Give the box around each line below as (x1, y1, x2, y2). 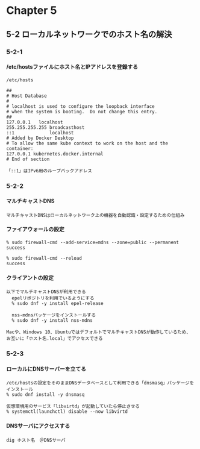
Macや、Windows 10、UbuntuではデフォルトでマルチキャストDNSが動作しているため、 (6, 329, 191, 335)
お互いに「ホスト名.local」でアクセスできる (6, 336, 104, 342)
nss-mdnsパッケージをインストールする (11, 312, 96, 318)
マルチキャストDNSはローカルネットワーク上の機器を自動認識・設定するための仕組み (6, 212, 185, 218)
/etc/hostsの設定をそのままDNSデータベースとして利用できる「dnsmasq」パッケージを (6, 380, 195, 386)
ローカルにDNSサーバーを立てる (6, 365, 86, 372)
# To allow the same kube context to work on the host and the (6, 140, 169, 146)
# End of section (6, 156, 50, 162)
